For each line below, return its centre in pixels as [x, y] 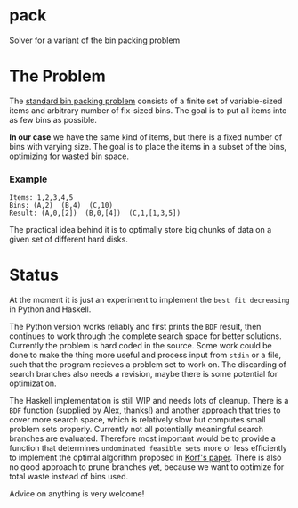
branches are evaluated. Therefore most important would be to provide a [142, 438]
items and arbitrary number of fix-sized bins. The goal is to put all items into [148, 110]
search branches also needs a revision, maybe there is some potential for [144, 374]
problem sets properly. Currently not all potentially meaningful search [137, 430]
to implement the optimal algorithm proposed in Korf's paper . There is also [145, 458]
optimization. [33, 383]
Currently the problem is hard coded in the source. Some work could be [141, 346]
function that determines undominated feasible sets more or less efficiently [148, 448]
